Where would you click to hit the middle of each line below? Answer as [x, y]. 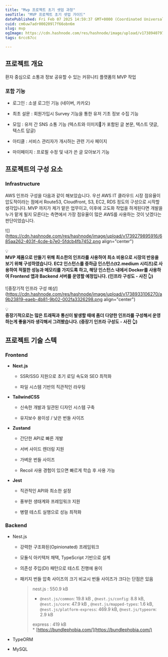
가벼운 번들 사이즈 [37, 460]
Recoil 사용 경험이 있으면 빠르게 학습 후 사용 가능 [67, 470]
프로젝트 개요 [24, 64]
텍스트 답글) [24, 130]
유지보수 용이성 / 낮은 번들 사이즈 [52, 418]
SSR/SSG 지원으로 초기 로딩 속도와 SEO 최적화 [66, 376]
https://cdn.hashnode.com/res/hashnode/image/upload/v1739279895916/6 [84, 236]
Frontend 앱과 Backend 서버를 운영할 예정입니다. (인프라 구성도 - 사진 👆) [82, 276]
